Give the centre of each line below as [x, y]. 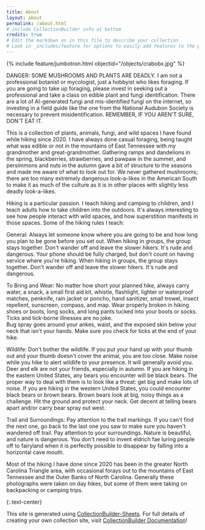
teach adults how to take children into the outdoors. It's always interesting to [103, 209]
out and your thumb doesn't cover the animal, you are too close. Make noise [102, 356]
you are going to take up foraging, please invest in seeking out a [87, 88]
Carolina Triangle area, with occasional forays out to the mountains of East [100, 470]
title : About [23, 12]
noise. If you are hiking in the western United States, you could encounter [99, 388]
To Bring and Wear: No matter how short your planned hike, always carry [98, 285]
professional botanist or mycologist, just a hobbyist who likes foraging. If [98, 82]
